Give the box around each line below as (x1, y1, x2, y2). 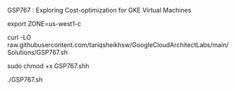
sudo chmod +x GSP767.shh (7, 62, 89, 70)
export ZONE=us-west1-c (7, 20, 82, 27)
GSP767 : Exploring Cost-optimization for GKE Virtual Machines (7, 6, 192, 14)
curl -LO (7, 33, 32, 41)
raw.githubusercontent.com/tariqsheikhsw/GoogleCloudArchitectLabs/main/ (7, 41, 229, 49)
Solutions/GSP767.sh (7, 49, 68, 56)
